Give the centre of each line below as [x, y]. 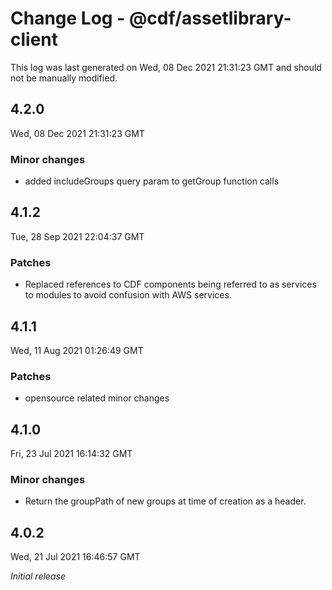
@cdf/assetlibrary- [210, 18]
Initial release [38, 576]
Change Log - [68, 18]
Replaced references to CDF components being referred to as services [170, 284]
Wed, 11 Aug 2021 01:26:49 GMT [77, 350]
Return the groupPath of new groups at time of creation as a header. [165, 501]
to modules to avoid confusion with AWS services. [128, 295]
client [34, 39]
